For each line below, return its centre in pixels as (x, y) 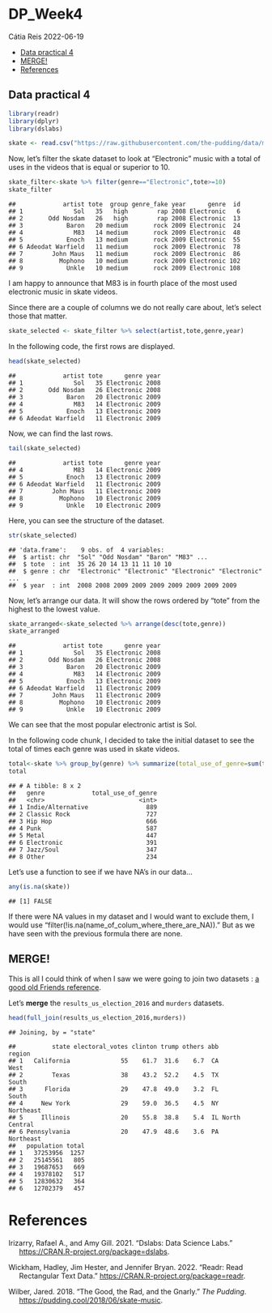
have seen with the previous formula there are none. (96, 933)
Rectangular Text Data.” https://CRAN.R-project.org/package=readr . (132, 1276)
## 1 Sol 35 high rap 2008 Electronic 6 (125, 211)
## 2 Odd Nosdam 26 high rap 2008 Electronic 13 (125, 219)
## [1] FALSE (30, 901)
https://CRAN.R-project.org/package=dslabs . (94, 1251)
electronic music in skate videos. (63, 292)
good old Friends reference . (55, 987)
